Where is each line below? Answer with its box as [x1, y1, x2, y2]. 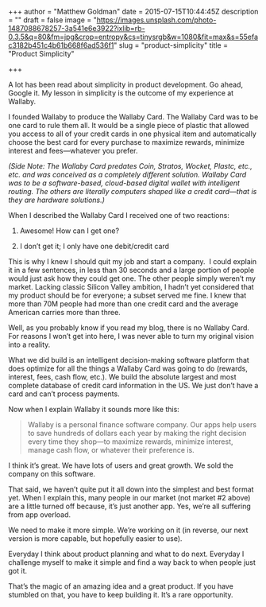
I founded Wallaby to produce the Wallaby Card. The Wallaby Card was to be [8, 112, 259, 122]
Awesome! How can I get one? [19, 226, 120, 235]
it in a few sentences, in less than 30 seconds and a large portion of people [8, 266, 255, 274]
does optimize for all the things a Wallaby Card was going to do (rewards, [8, 364, 249, 373]
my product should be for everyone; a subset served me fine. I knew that [8, 290, 247, 300]
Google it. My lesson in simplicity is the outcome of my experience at [8, 88, 234, 98]
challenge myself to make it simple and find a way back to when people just [8, 558, 256, 567]
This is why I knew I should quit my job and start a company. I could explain [8, 257, 256, 266]
